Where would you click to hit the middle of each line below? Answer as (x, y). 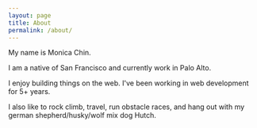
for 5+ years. (29, 92)
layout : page (30, 15)
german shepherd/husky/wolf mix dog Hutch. (82, 115)
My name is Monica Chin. (50, 53)
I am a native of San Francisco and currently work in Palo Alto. (110, 68)
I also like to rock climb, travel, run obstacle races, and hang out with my (127, 107)
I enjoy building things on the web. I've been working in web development (128, 83)
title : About (30, 23)
